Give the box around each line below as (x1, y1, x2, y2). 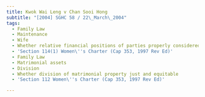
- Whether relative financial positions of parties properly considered (12, 43, 201, 49)
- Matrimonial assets (12, 59, 67, 65)
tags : (6, 20, 20, 26)
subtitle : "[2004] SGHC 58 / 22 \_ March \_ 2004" (6, 15, 127, 21)
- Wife (12, 37, 29, 43)
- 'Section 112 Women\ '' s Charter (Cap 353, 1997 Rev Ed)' (12, 76, 165, 82)
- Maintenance (12, 32, 48, 38)
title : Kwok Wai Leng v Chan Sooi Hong (6, 8, 108, 15)
